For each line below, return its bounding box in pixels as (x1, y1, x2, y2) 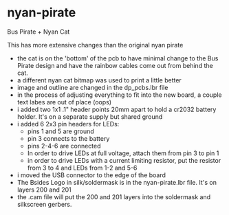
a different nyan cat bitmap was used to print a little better (17, 76, 182, 84)
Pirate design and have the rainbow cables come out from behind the (17, 61, 213, 69)
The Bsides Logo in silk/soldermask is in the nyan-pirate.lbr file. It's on (17, 178, 217, 186)
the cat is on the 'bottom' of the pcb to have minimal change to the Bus (17, 54, 219, 63)
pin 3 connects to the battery (27, 134, 110, 142)
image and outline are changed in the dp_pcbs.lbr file (17, 83, 168, 91)
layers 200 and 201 (17, 185, 72, 194)
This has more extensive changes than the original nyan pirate (7, 41, 184, 49)
